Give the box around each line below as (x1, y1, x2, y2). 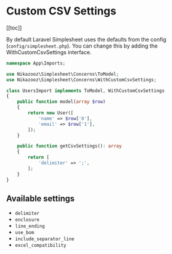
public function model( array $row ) (17, 99, 106, 105)
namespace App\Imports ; (6, 60, 66, 66)
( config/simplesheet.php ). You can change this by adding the (6, 42, 158, 49)
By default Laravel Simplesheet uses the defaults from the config (6, 36, 167, 43)
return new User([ (28, 110, 74, 116)
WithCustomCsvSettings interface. (6, 48, 92, 55)
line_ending (14, 223, 45, 229)
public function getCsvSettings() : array (17, 143, 122, 149)
